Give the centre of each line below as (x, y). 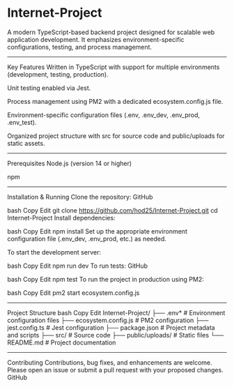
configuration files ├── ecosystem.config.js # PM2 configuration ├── (108, 320)
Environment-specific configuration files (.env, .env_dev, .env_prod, (104, 115)
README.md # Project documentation (62, 342)
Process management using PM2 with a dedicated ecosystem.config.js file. (115, 101)
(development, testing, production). (58, 74)
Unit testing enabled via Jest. (49, 88)
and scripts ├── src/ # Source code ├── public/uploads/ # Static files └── (116, 335)
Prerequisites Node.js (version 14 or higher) (70, 163)
